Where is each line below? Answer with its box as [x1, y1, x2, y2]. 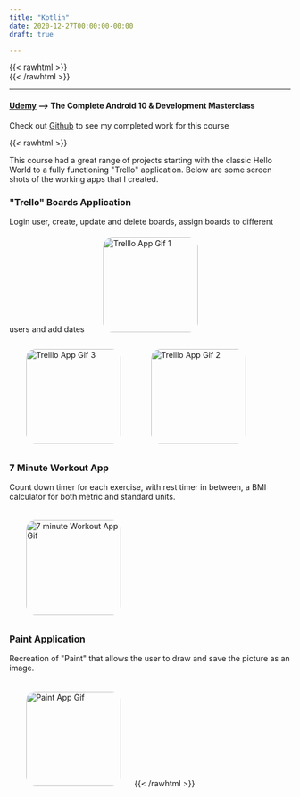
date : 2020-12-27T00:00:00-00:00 [9, 21, 134, 30]
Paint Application [9, 633, 87, 645]
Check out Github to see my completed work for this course [9, 120, 229, 130]
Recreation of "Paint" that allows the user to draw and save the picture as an [9, 653, 290, 664]
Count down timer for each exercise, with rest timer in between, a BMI [9, 482, 267, 493]
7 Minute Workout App [9, 461, 110, 474]
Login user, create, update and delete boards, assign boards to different [9, 216, 274, 227]
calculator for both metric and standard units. [9, 492, 176, 502]
